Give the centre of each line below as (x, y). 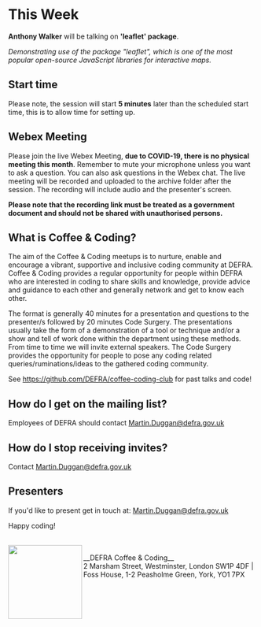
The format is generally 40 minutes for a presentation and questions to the (129, 313)
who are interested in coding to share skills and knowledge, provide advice (129, 282)
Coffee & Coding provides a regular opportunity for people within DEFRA (125, 273)
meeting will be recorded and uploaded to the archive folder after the (120, 181)
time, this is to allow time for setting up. (72, 112)
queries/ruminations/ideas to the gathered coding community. (108, 364)
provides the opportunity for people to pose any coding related (110, 355)
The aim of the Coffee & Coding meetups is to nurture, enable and (115, 257)
